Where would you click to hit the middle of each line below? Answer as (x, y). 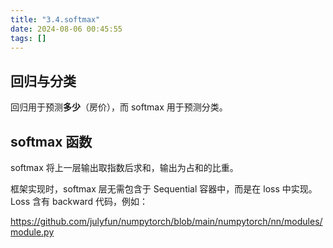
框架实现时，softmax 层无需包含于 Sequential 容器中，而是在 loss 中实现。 (164, 189)
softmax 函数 (51, 141)
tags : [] (28, 38)
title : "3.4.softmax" (55, 19)
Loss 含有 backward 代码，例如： (79, 201)
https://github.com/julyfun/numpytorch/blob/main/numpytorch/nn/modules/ (166, 221)
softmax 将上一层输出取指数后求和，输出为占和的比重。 (124, 167)
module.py (32, 232)
